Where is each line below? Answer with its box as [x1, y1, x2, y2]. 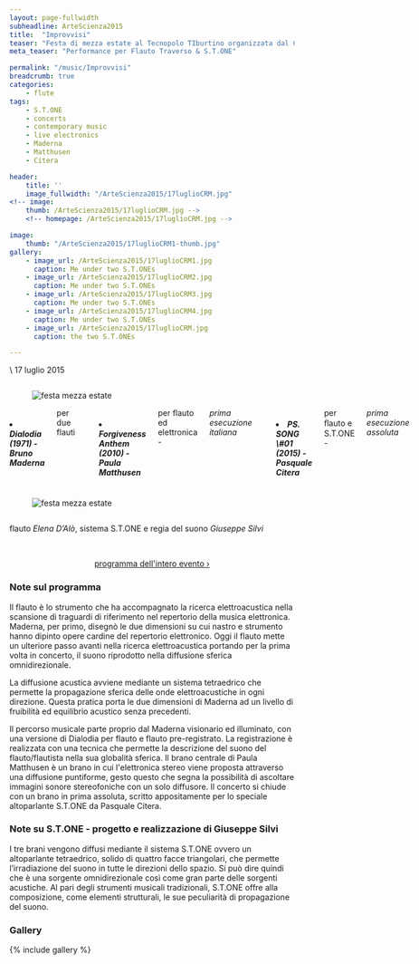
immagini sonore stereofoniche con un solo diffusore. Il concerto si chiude [9, 781, 287, 792]
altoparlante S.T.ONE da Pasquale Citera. [9, 800, 162, 811]
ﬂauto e [324, 418, 353, 429]
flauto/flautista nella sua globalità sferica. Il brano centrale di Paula [9, 752, 258, 763]
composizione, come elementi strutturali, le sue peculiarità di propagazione [9, 892, 290, 902]
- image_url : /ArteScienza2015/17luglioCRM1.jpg [25, 255, 213, 265]
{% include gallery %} [9, 944, 92, 956]
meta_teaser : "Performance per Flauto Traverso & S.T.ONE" [9, 47, 237, 56]
